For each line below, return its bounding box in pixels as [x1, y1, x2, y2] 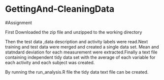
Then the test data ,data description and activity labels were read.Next [5, 38, 148, 45]
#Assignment [5, 20, 32, 26]
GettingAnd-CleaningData [5, 3, 115, 15]
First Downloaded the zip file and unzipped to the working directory [5, 29, 142, 35]
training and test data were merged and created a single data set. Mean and [5, 44, 159, 50]
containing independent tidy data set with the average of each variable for [5, 54, 156, 60]
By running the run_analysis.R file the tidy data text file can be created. [5, 69, 149, 75]
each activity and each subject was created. [5, 59, 95, 65]
